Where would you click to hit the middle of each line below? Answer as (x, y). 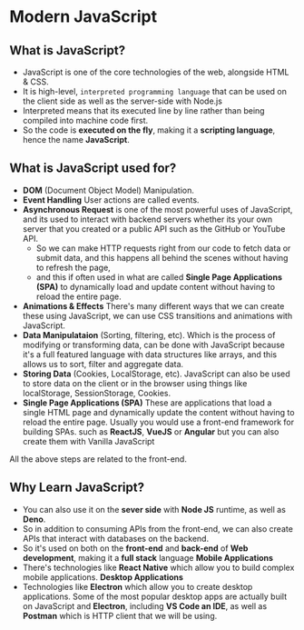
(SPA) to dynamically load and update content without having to (155, 286)
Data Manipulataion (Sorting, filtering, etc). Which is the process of (149, 335)
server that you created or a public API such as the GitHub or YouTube (154, 228)
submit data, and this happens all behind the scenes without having (162, 257)
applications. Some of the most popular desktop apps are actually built (155, 596)
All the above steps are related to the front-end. (98, 459)
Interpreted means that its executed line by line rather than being (143, 110)
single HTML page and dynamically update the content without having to (158, 412)
